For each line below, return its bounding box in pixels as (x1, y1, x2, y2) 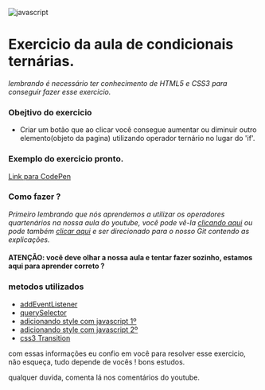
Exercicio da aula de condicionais (8, 36, 234, 53)
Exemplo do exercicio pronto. (8, 154, 124, 165)
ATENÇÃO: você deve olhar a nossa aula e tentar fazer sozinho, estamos (8, 253, 253, 263)
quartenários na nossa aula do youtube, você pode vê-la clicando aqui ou (8, 217, 253, 227)
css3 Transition (19, 333, 71, 342)
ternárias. (8, 53, 75, 71)
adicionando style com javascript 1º (19, 316, 137, 326)
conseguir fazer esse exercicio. (8, 87, 111, 96)
